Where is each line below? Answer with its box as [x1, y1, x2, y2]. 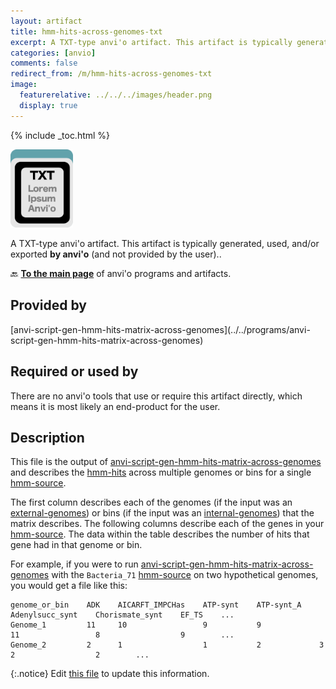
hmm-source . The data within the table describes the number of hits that [10, 528, 310, 540]
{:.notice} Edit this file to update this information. [10, 668, 210, 680]
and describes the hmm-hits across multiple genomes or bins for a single [10, 466, 312, 479]
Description [10, 429, 85, 446]
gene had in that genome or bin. [10, 539, 143, 551]
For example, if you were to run [10, 558, 139, 570]
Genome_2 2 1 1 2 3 [10, 640, 325, 650]
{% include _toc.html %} [10, 129, 111, 141]
